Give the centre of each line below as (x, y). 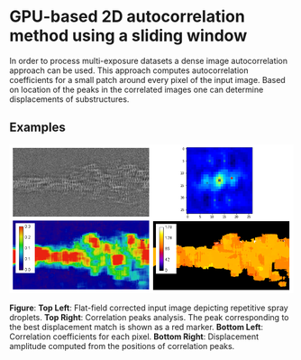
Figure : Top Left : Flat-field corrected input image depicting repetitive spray (149, 308)
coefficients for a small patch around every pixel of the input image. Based (147, 79)
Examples (37, 128)
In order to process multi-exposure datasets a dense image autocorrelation (149, 60)
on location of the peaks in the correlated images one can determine (137, 89)
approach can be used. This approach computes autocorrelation (129, 70)
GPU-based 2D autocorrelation (127, 17)
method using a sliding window (128, 36)
